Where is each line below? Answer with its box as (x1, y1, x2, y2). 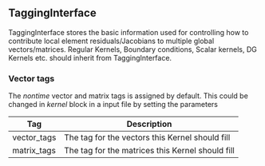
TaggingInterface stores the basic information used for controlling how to (8, 27, 249, 37)
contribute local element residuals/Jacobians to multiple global (8, 36, 215, 45)
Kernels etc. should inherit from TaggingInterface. (8, 53, 172, 62)
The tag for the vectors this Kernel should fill (63, 132, 231, 143)
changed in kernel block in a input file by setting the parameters (8, 100, 218, 109)
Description (126, 119, 172, 130)
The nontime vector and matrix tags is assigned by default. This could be (8, 91, 249, 101)
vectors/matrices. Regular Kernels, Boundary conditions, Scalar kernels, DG (8, 44, 257, 54)
